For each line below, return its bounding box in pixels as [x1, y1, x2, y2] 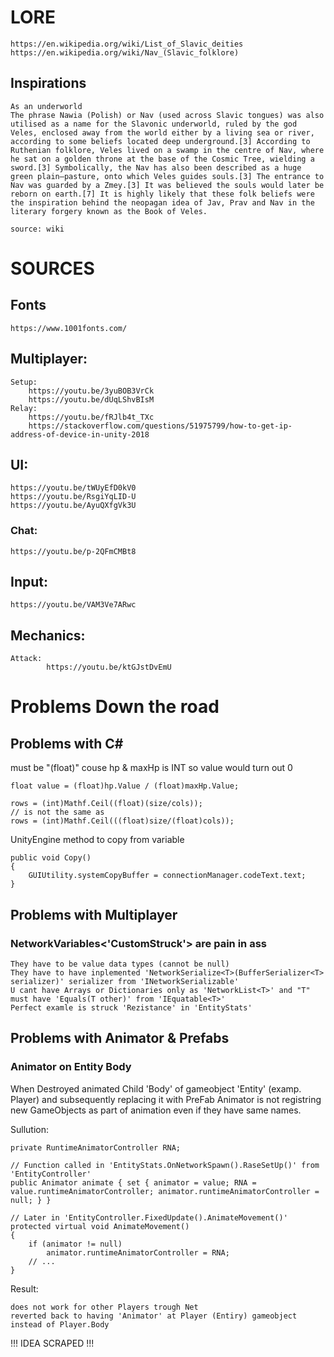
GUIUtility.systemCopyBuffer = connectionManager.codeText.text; [28, 871, 307, 881]
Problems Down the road [10, 696, 220, 718]
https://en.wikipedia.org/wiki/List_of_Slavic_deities [10, 39, 244, 49]
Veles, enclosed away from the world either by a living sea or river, [10, 127, 315, 138]
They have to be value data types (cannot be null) [10, 959, 230, 969]
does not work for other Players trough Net [10, 1302, 199, 1312]
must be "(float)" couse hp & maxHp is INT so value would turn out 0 [10, 762, 293, 774]
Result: [10, 1282, 39, 1295]
